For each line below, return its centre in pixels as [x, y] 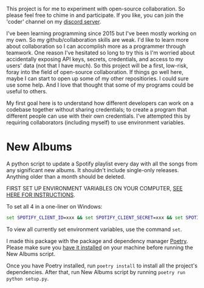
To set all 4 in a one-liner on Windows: [54, 206]
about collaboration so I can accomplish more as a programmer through [96, 46]
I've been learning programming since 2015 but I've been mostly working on [101, 33]
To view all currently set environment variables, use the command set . [94, 229]
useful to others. [27, 91]
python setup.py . [28, 278]
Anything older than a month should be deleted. [66, 176]
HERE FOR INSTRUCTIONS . [41, 195]
